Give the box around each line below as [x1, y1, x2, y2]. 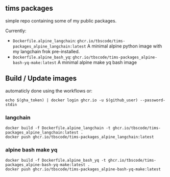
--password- [140, 97, 166, 103]
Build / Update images [5, 74, 77, 83]
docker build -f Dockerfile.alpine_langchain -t [5, 125, 111, 130]
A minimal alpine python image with [87, 43, 162, 49]
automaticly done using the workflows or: [5, 87, 93, 94]
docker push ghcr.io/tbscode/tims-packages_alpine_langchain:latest [5, 134, 154, 140]
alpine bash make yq [5, 146, 58, 153]
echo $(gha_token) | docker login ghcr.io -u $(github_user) [5, 97, 138, 103]
